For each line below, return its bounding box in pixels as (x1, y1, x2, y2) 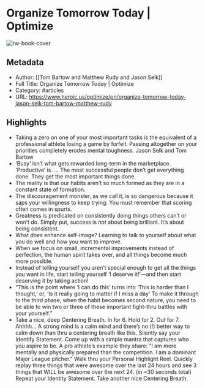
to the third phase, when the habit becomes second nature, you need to (15, 296, 196, 303)
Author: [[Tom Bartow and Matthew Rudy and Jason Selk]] (15, 74, 163, 81)
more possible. (15, 257, 53, 265)
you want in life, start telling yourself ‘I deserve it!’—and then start (15, 270, 182, 278)
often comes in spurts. (15, 205, 72, 213)
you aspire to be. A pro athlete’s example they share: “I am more (15, 342, 177, 349)
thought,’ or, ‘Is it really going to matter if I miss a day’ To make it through (15, 290, 199, 297)
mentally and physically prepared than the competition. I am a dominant (15, 348, 196, 356)
